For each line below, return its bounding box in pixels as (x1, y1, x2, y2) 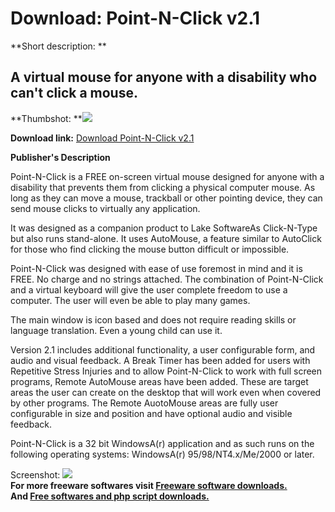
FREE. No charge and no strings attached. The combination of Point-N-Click (10, 273, 324, 285)
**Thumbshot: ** (10, 112, 83, 124)
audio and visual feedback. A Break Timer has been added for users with (10, 354, 311, 366)
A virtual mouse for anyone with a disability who (10, 69, 318, 86)
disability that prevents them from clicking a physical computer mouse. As (10, 181, 316, 193)
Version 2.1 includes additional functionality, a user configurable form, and (10, 343, 316, 356)
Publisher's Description (10, 151, 111, 163)
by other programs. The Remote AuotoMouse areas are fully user (10, 397, 279, 409)
